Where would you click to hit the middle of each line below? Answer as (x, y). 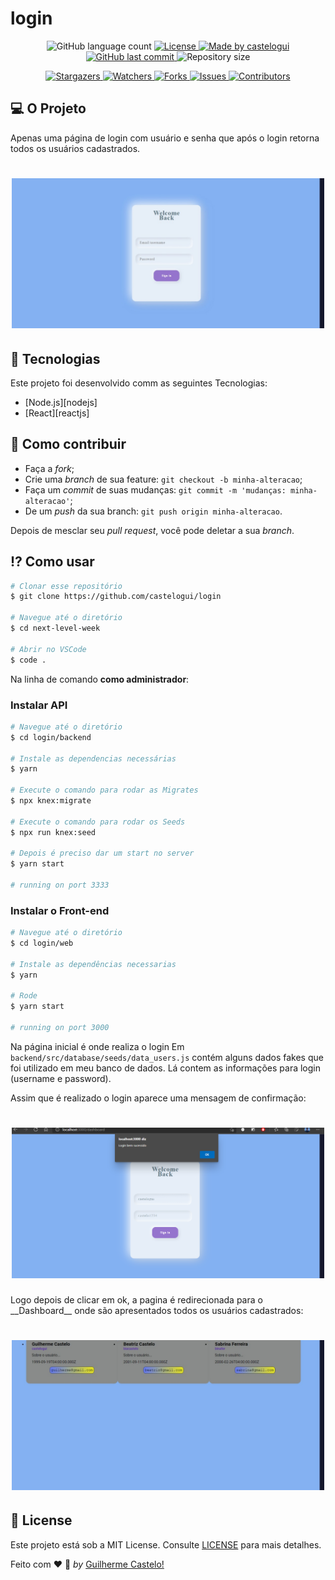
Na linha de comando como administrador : (100, 679)
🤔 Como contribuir (68, 444)
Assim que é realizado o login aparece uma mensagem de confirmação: (158, 1098)
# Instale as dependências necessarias (93, 964)
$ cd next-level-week (55, 628)
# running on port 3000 (60, 1028)
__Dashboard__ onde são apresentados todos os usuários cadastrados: (157, 1310)
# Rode (24, 996)
